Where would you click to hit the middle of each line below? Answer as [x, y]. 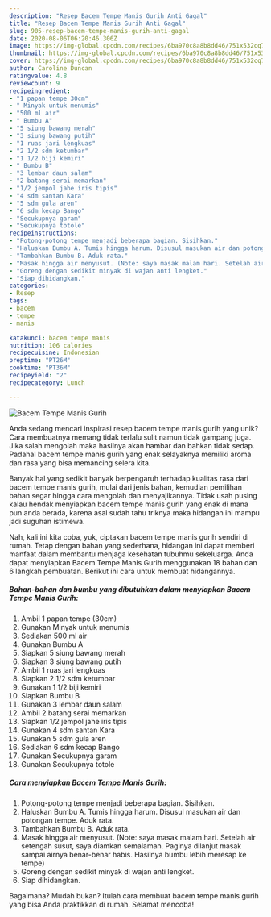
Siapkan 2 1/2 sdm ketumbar [68, 678]
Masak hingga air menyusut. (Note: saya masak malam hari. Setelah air [138, 837]
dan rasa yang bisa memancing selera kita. [80, 463]
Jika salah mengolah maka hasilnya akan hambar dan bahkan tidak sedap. [132, 445]
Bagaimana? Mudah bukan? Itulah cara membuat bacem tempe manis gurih [134, 895]
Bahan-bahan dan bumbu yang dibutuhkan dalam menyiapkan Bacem [130, 590]
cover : [20, 61]
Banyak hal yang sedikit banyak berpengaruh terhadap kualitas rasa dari [129, 478]
